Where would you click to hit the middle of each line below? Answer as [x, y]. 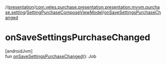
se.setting [15, 12]
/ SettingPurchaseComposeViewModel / [65, 12]
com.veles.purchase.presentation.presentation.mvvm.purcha [98, 7]
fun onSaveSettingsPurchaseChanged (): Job [51, 56]
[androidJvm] [19, 51]
